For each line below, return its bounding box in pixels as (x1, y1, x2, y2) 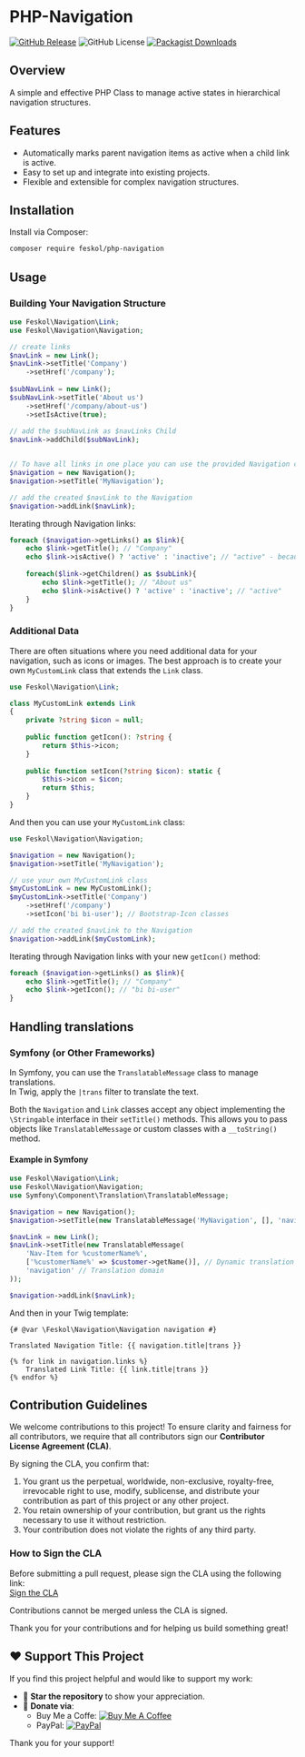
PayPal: (35, 1720, 65, 1731)
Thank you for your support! (9, 1737, 115, 1748)
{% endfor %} (9, 1372, 59, 1382)
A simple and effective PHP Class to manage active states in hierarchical (9, 86, 280, 97)
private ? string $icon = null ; (25, 716, 144, 725)
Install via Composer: (9, 227, 89, 237)
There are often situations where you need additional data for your (9, 645, 258, 656)
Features (9, 123, 61, 138)
